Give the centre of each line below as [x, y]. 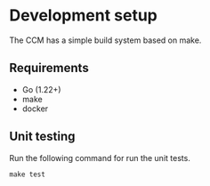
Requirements [49, 68]
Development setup [84, 16]
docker [35, 109]
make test [28, 174]
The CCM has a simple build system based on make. [105, 40]
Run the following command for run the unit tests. [100, 158]
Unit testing [42, 137]
